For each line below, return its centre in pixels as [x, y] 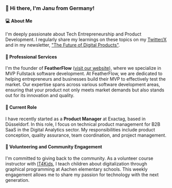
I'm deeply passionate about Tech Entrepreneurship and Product [73, 34]
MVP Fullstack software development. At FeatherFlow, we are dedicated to [84, 73]
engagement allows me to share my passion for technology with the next [82, 175]
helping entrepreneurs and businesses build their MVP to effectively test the [85, 79]
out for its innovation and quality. [40, 96]
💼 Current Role [21, 107]
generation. [17, 180]
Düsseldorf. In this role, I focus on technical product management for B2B [83, 124]
